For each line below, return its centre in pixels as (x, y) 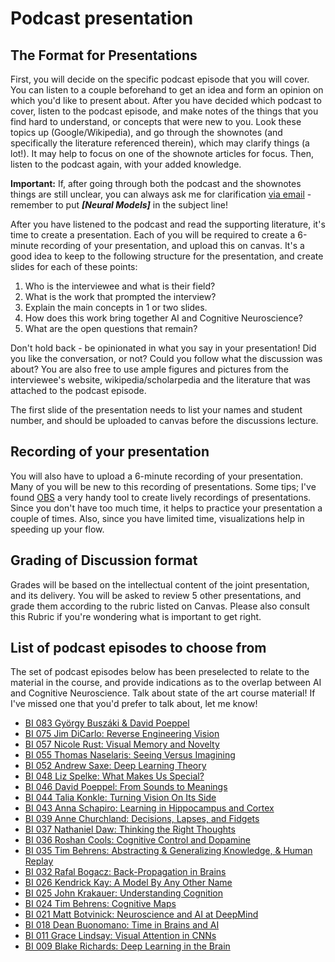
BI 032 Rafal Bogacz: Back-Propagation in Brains (125, 872)
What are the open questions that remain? (111, 328)
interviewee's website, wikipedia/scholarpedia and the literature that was (160, 380)
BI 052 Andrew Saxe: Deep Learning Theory (115, 766)
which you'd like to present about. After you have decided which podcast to (166, 100)
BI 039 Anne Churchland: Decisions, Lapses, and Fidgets (142, 819)
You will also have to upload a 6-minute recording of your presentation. (156, 476)
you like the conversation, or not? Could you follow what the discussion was (166, 358)
